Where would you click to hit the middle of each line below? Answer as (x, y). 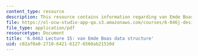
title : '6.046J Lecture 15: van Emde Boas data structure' (80, 38)
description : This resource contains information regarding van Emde (93, 17)
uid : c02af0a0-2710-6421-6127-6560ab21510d (60, 44)
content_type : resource (35, 11)
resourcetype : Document (35, 33)
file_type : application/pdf (41, 28)
